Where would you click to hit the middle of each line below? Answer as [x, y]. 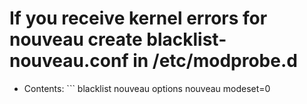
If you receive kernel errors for [138, 18]
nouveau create [76, 39]
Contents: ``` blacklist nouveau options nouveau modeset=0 [147, 88]
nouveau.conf [69, 61]
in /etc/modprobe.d [215, 61]
